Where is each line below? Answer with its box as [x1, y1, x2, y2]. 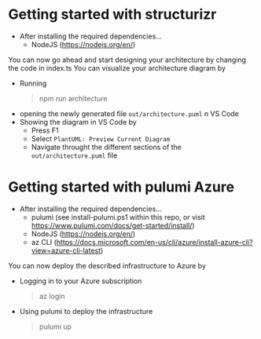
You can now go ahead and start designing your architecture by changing [8, 55, 246, 64]
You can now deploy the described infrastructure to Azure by [8, 261, 207, 270]
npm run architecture [39, 93, 108, 103]
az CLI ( [31, 237, 57, 246]
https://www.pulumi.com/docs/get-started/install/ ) [31, 221, 195, 230]
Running [19, 78, 47, 88]
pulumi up [39, 322, 72, 331]
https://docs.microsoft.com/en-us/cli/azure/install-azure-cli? [56, 237, 253, 246]
